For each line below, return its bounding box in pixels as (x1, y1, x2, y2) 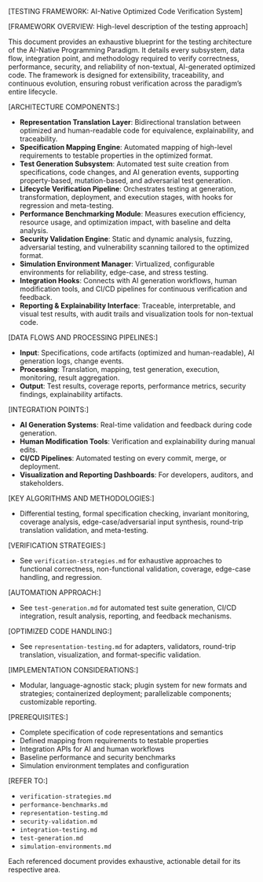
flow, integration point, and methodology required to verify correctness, (8, 54, 239, 63)
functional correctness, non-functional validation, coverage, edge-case (19, 564, 251, 574)
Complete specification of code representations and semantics (19, 727, 224, 737)
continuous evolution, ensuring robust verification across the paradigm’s (8, 78, 243, 88)
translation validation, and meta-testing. (19, 526, 149, 534)
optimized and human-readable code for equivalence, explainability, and (19, 126, 254, 135)
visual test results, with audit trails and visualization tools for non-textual (19, 309, 254, 319)
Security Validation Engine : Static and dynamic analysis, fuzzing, (19, 235, 233, 243)
